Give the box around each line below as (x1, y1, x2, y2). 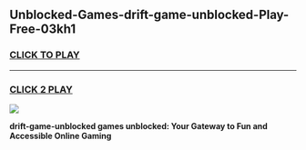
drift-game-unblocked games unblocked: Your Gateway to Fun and (9, 120, 269, 131)
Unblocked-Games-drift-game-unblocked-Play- (9, 7, 290, 23)
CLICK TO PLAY (9, 49, 80, 62)
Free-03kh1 (9, 22, 76, 37)
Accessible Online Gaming (9, 130, 112, 141)
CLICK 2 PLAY (9, 83, 73, 95)
